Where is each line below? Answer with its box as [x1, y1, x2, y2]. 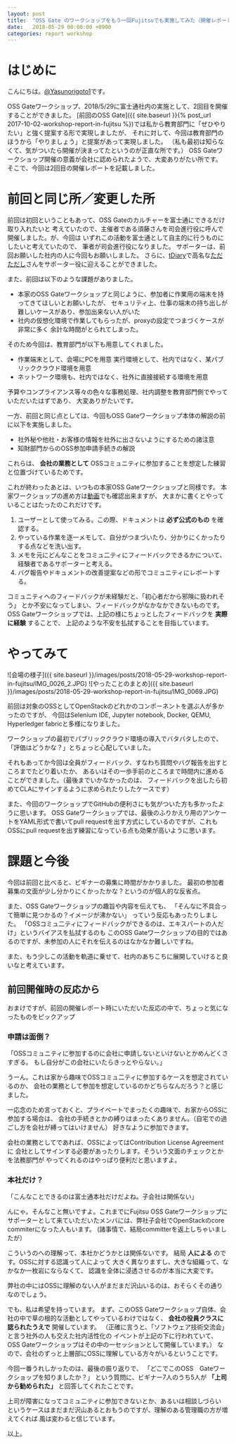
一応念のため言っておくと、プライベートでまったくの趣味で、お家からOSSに [7, 1106, 228, 1114]
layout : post [7, 10, 46, 18]
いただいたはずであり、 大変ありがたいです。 [7, 396, 138, 405]
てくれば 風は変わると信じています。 [13, 1414, 119, 1423]
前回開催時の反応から [7, 984, 100, 996]
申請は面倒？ [7, 1032, 51, 1041]
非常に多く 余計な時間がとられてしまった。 [17, 325, 143, 334]
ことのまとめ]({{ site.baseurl [111, 680, 194, 688]
